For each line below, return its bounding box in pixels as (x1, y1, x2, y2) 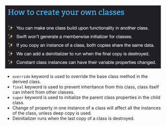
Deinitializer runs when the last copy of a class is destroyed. (12, 115, 135, 121)
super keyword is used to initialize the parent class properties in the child (12, 94, 161, 100)
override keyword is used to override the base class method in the (12, 73, 148, 79)
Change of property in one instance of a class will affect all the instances (12, 105, 161, 111)
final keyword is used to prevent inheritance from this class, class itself (12, 84, 159, 89)
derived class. (12, 79, 41, 84)
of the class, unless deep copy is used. (12, 110, 92, 116)
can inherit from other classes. (12, 89, 75, 95)
